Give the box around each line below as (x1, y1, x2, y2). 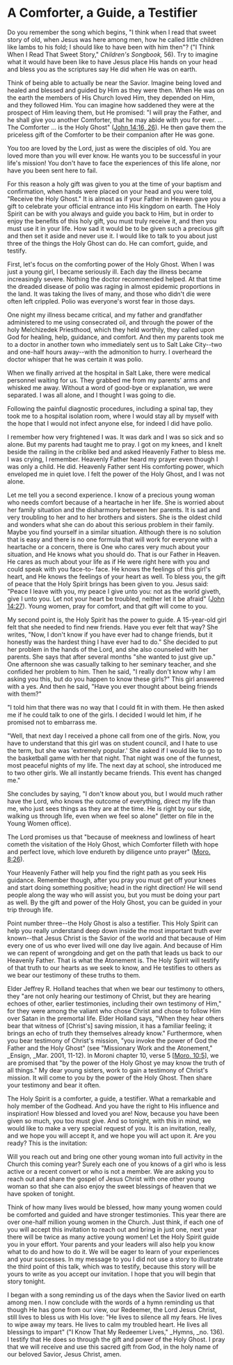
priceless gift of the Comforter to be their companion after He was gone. (7, 130, 215, 139)
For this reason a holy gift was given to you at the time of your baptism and (7, 179, 222, 188)
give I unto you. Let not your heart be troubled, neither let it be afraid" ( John (7, 595, 225, 603)
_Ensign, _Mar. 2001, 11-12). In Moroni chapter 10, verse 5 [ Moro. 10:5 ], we (7, 1051, 219, 1059)
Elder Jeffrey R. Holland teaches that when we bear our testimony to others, (7, 984, 225, 992)
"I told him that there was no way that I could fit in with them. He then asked (7, 703, 225, 711)
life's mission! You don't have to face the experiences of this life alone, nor (7, 158, 221, 167)
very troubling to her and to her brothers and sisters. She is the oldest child (7, 513, 223, 521)
